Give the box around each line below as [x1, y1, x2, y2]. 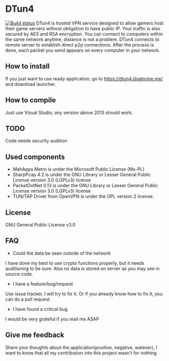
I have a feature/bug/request [12, 281, 73, 287]
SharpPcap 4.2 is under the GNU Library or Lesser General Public [12, 172, 151, 178]
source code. [5, 270, 33, 277]
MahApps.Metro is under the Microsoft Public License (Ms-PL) [12, 166, 144, 172]
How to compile [5, 96, 56, 105]
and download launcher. [5, 81, 56, 87]
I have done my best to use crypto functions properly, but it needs [5, 260, 144, 266]
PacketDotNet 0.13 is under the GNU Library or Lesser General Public [12, 183, 158, 189]
